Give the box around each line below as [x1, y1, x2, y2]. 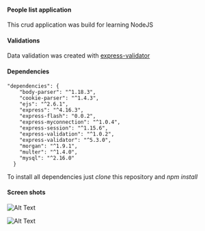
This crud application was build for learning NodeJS [7, 21, 154, 29]
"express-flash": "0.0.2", [19, 112, 96, 119]
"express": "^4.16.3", [19, 106, 84, 113]
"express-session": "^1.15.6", [19, 124, 109, 132]
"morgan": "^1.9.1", [19, 143, 78, 149]
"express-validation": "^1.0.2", [19, 130, 115, 137]
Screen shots [7, 189, 46, 197]
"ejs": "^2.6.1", [19, 100, 69, 108]
